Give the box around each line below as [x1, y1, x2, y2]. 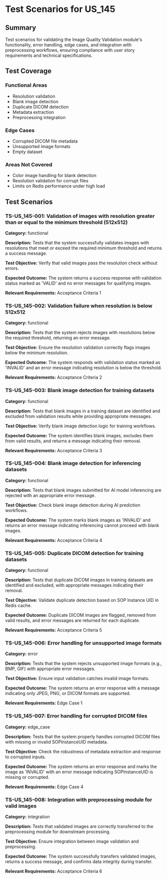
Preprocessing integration [12, 114, 66, 120]
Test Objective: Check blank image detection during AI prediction [5, 502, 141, 508]
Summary [5, 23, 36, 32]
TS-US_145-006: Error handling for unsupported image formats [5, 640, 162, 647]
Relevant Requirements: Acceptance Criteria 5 [5, 627, 102, 633]
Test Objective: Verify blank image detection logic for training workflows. [5, 423, 156, 429]
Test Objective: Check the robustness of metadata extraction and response [5, 748, 161, 754]
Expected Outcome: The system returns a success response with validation [5, 275, 162, 281]
